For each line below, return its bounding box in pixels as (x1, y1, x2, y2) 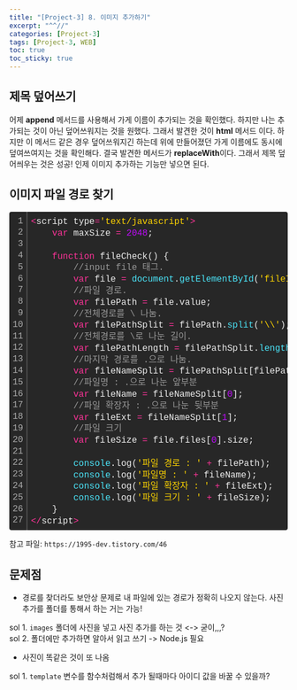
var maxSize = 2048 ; (51, 228, 154, 239)
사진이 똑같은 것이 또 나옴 (21, 652, 110, 663)
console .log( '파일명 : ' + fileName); (73, 469, 258, 481)
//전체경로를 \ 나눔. (73, 308, 163, 320)
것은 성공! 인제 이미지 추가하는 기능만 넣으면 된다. (39, 159, 209, 169)
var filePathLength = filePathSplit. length (73, 343, 292, 354)
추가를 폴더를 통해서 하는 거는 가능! (21, 603, 143, 614)
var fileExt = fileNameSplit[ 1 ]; (73, 412, 239, 423)
